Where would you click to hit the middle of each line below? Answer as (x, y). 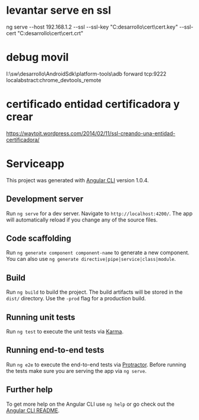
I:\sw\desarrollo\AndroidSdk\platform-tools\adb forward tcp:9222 (86, 74)
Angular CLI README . (33, 410)
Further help (30, 390)
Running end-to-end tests (55, 350)
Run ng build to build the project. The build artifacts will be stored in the (94, 292)
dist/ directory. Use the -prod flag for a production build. (76, 298)
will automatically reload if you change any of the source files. (82, 220)
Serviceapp (35, 164)
